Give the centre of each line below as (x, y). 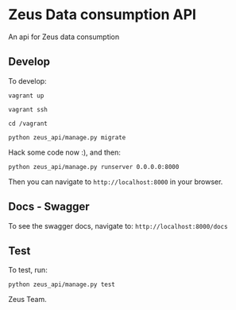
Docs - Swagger (49, 207)
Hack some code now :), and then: (64, 152)
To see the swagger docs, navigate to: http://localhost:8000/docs (118, 226)
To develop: (27, 80)
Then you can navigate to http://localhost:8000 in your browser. (116, 182)
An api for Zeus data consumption (64, 37)
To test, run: (28, 270)
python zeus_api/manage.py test (62, 284)
